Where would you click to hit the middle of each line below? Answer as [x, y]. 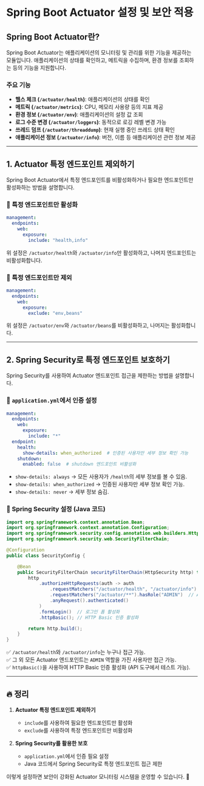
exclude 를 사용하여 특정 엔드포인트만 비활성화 [78, 731]
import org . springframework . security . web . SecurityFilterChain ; [88, 539]
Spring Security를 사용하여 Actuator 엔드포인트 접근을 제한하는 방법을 [90, 376]
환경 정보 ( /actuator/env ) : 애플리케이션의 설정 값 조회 [79, 115]
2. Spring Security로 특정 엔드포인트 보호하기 [88, 360]
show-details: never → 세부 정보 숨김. [62, 492]
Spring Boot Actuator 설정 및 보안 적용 [100, 12]
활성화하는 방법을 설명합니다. [40, 188]
